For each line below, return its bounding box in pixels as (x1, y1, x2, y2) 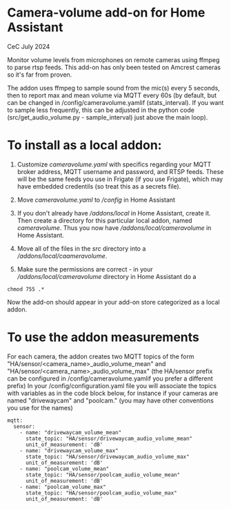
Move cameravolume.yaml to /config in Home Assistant (17, 195, 176, 204)
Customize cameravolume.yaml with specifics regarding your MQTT (17, 160, 212, 169)
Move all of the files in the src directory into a (17, 244, 146, 253)
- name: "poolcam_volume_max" (19, 483, 107, 490)
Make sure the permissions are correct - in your (17, 265, 153, 273)
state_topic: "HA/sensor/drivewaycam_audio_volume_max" (25, 453, 190, 460)
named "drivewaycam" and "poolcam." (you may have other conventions (7, 396, 214, 405)
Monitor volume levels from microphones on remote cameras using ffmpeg (7, 55, 220, 64)
